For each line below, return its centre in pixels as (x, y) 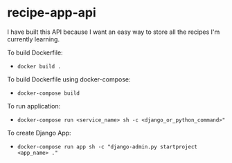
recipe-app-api (52, 13)
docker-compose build (48, 93)
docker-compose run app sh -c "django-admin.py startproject (107, 146)
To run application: (34, 106)
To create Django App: (39, 133)
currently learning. (34, 39)
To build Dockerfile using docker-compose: (69, 79)
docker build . (39, 66)
